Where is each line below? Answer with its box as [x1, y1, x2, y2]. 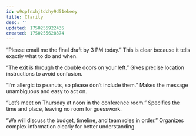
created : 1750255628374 [6, 30, 65, 36]
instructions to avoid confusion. [6, 70, 83, 77]
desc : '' [6, 19, 28, 25]
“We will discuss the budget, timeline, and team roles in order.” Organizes [6, 117, 184, 124]
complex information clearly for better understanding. [6, 123, 137, 130]
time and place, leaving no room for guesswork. [6, 106, 122, 113]
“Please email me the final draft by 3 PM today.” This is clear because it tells [6, 46, 191, 53]
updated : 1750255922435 [6, 25, 65, 31]
